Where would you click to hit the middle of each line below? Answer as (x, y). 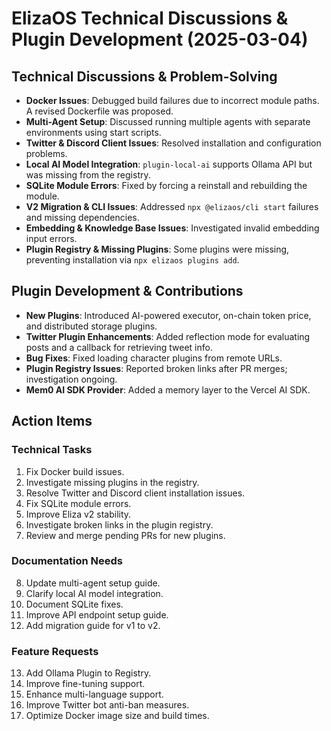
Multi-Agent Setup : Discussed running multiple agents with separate (168, 121)
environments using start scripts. (93, 132)
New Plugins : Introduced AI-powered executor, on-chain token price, (168, 315)
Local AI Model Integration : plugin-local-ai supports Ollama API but (169, 164)
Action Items (52, 421)
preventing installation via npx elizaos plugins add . (132, 260)
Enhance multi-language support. (94, 694)
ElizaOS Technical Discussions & (150, 18)
